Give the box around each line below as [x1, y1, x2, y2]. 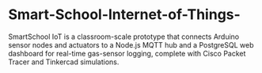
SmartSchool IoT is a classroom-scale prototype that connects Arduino [8, 32, 240, 41]
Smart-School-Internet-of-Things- [8, 6, 241, 24]
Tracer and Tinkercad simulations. [8, 57, 120, 67]
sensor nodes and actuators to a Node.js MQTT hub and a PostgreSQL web [8, 40, 255, 49]
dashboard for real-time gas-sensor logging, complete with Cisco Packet [8, 48, 246, 58]
